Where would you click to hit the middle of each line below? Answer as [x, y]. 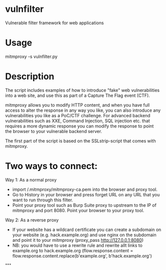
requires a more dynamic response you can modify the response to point [80, 126]
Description [30, 76]
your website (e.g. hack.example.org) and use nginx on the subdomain [84, 235]
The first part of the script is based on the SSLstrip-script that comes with [81, 141]
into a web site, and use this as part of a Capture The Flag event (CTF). [78, 95]
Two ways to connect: [51, 166]
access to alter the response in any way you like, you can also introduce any [83, 110]
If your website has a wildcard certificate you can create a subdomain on [87, 229]
